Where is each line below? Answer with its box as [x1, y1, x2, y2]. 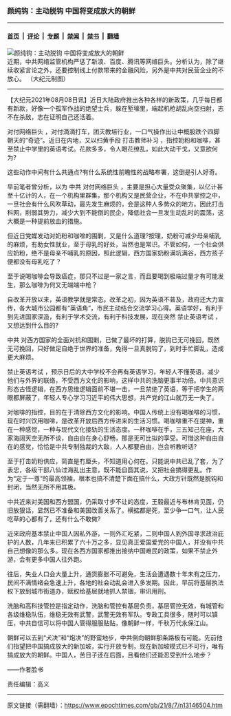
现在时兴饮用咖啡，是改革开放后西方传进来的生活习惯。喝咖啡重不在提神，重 [7, 417, 224, 425]
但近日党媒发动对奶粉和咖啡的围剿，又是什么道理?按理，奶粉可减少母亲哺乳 [7, 231, 221, 240]
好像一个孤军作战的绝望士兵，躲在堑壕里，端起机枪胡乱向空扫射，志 [30, 104, 224, 112]
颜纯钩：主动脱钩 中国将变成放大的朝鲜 [7, 6, 136, 15]
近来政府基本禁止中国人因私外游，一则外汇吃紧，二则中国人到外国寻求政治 [7, 529, 218, 538]
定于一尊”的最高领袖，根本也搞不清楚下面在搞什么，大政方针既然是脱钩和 [16, 474, 223, 483]
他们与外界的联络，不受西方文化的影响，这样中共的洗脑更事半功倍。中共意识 [7, 376, 224, 384]
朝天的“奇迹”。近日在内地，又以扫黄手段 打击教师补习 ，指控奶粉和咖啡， [7, 136, 215, 144]
